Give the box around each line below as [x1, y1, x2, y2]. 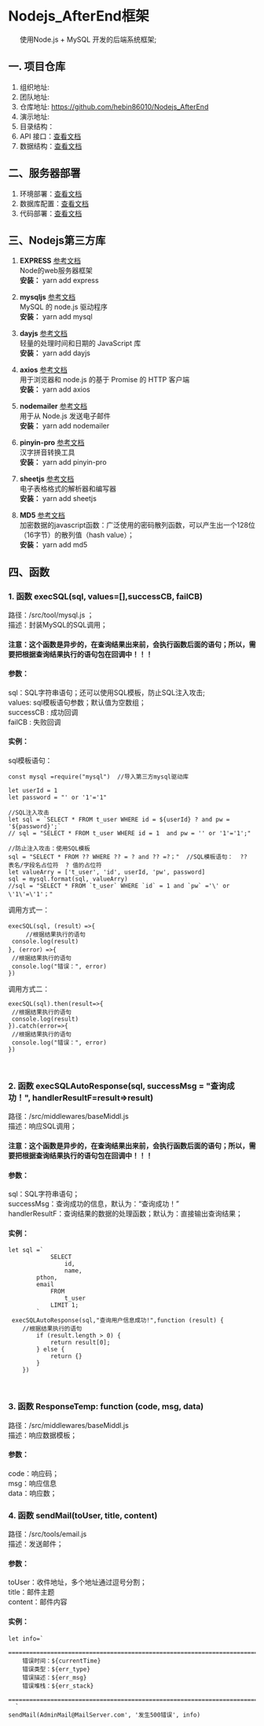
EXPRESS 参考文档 [19, 256, 81, 266]
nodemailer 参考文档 [19, 402, 88, 411]
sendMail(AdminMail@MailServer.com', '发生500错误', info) [8, 1711, 201, 1719]
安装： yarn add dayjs [19, 348, 90, 358]
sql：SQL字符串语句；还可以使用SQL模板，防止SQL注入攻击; [8, 687, 206, 697]
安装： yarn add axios [19, 385, 90, 394]
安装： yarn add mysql [19, 312, 93, 322]
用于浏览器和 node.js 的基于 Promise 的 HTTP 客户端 [19, 375, 190, 385]
